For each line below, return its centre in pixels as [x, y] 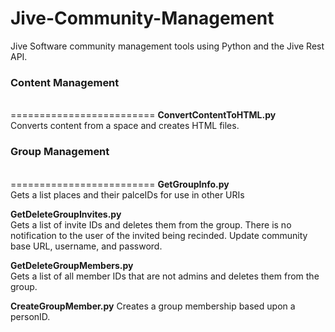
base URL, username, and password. [86, 246]
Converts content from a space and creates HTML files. [125, 126]
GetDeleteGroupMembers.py [72, 265]
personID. [30, 316]
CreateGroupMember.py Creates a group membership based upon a [153, 306]
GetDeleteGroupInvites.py [66, 214]
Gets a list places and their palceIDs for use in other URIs [127, 194]
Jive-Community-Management [142, 18]
